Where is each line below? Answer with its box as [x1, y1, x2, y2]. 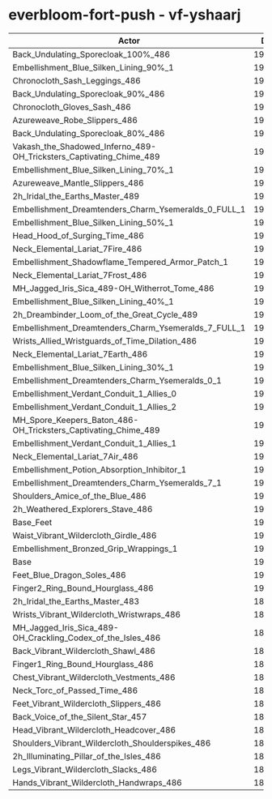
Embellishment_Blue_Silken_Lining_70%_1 [12, 164, 174, 175]
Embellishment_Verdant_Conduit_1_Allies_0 [12, 387, 176, 399]
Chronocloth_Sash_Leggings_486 [12, 75, 142, 86]
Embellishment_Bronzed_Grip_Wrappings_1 [12, 543, 178, 554]
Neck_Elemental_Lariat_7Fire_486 [12, 243, 142, 254]
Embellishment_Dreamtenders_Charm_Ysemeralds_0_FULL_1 [12, 203, 246, 215]
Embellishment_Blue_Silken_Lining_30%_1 [12, 361, 174, 373]
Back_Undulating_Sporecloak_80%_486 [12, 127, 165, 139]
